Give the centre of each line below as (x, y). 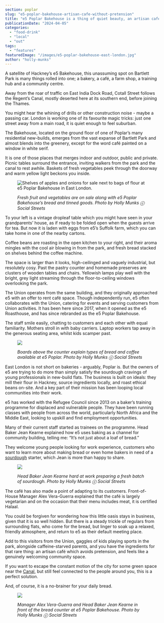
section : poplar (21, 10)
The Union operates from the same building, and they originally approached (81, 293)
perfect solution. (21, 577)
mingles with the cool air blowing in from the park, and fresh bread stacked (81, 248)
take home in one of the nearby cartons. (45, 233)
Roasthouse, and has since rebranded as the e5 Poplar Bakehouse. (72, 313)
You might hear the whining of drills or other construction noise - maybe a (79, 113)
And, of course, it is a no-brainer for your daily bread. (59, 586)
